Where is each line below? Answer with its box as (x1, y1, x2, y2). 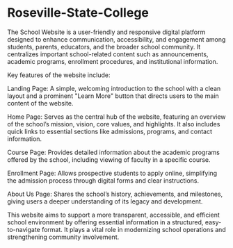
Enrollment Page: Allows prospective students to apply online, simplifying (7, 169, 218, 177)
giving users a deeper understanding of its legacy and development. (7, 197, 203, 206)
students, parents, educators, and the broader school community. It (7, 42, 201, 51)
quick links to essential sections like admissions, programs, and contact (7, 127, 213, 135)
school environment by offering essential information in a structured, (7, 217, 204, 226)
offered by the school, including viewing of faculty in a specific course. (7, 155, 211, 164)
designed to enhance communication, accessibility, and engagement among (7, 35, 226, 43)
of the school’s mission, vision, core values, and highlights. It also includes (7, 119, 220, 128)
